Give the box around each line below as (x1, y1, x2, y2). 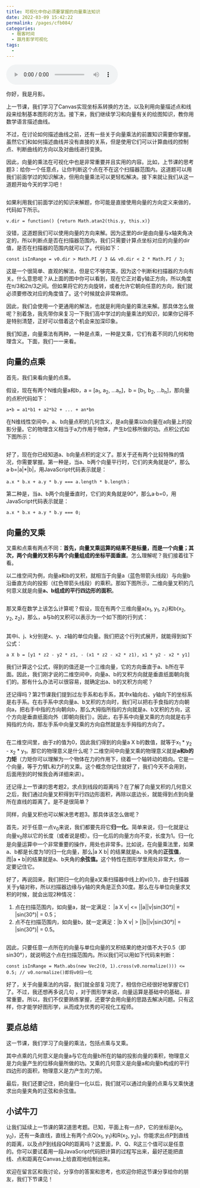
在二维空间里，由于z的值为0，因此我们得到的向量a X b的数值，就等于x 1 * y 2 (6, 738, 192, 747)
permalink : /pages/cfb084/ (6, 20, 73, 26)
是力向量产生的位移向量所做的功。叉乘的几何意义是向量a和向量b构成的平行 (6, 1059, 190, 1067)
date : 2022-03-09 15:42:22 (6, 14, 73, 20)
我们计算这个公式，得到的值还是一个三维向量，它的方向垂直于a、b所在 (6, 663, 180, 670)
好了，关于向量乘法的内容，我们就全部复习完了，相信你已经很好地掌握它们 (6, 981, 189, 988)
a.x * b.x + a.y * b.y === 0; (6, 509, 82, 516)
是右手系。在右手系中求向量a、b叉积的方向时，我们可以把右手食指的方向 (6, 698, 185, 706)
